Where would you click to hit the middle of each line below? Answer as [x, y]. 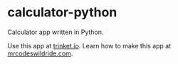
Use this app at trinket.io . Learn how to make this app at [89, 46]
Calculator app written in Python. [56, 32]
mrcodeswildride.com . [40, 53]
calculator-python [62, 12]
